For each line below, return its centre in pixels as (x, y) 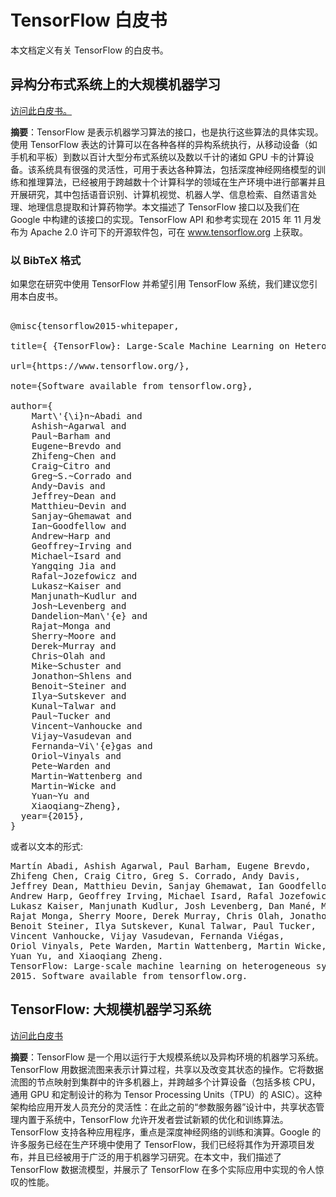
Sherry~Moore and (74, 636)
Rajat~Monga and (71, 626)
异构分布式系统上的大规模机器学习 (115, 84)
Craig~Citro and (71, 466)
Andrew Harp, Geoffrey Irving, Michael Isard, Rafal (142, 896)
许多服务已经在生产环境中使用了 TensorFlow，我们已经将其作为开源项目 (158, 1144)
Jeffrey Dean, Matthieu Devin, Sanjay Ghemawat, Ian (142, 886)
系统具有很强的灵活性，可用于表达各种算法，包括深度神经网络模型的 (176, 169)
